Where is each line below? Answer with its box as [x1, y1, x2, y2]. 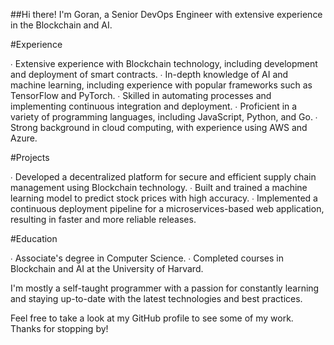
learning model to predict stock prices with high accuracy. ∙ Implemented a [10, 192, 318, 204]
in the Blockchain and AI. [10, 19, 113, 31]
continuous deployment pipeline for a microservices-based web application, [10, 203, 325, 214]
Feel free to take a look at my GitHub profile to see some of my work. [10, 312, 294, 324]
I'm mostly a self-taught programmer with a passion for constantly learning [10, 282, 320, 294]
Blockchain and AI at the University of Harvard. [10, 263, 204, 274]
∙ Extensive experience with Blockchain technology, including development [10, 58, 318, 69]
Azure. [10, 132, 38, 144]
